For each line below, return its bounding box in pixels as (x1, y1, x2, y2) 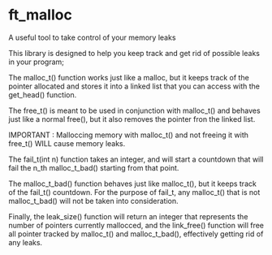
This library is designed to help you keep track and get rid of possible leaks (8, 48, 260, 58)
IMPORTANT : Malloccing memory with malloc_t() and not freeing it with (8, 130, 249, 140)
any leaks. (8, 237, 43, 247)
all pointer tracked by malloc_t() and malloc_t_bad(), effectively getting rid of (8, 229, 264, 239)
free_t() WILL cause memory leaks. (8, 138, 126, 148)
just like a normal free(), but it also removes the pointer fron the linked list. (8, 114, 256, 123)
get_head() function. (8, 89, 77, 99)
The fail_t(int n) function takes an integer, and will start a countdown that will (8, 154, 264, 164)
